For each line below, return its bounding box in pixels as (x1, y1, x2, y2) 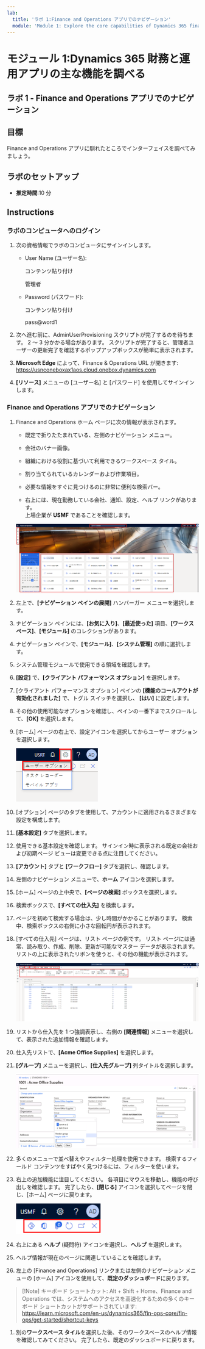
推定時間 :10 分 (15, 189, 52, 196)
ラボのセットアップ (7, 171, 79, 182)
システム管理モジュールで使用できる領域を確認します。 (15, 661, 154, 668)
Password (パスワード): (24, 293, 84, 301)
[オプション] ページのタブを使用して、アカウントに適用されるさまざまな (15, 808, 197, 816)
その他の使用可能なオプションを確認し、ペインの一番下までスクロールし (15, 707, 197, 714)
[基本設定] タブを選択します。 (15, 829, 91, 836)
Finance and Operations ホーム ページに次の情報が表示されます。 (15, 418, 179, 425)
